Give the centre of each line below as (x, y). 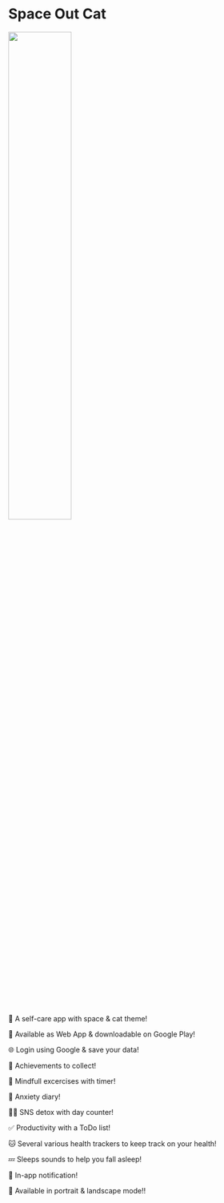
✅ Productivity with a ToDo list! (59, 1127)
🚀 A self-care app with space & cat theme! (78, 1018)
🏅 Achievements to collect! (52, 1065)
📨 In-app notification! (43, 1175)
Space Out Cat (57, 14)
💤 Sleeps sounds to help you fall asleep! (75, 1159)
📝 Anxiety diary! (35, 1097)
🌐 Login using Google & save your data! (74, 1049)
